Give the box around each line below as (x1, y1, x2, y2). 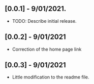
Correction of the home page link (12, 46, 82, 52)
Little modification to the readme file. (12, 74, 89, 80)
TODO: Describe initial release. (12, 18, 77, 24)
